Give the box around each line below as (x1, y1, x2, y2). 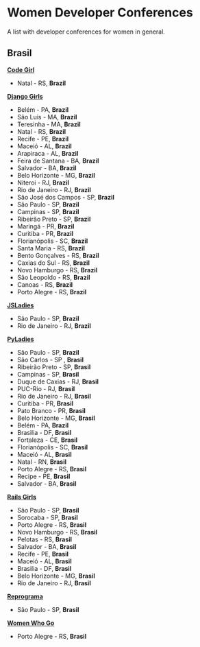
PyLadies (7, 335, 34, 343)
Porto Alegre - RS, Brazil (16, 287, 87, 296)
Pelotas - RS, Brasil (16, 535, 73, 543)
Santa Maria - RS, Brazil (16, 244, 86, 252)
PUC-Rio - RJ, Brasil (16, 384, 75, 392)
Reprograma (7, 592, 43, 600)
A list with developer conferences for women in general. (7, 27, 166, 36)
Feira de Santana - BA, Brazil (16, 156, 99, 165)
